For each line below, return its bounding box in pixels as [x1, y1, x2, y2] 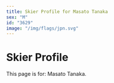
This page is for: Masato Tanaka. [6, 71, 87, 78]
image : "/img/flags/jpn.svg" [6, 25, 79, 31]
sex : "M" [6, 14, 28, 20]
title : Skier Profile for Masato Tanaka [6, 8, 109, 15]
